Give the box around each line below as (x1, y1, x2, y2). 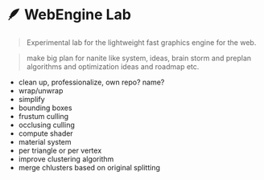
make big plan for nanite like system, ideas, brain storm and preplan (26, 53, 252, 63)
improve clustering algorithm (18, 153, 114, 164)
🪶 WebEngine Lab (6, 6, 131, 24)
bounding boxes (18, 103, 72, 112)
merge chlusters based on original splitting (18, 162, 161, 172)
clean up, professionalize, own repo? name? (18, 77, 165, 87)
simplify (18, 94, 45, 104)
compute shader (18, 129, 73, 138)
